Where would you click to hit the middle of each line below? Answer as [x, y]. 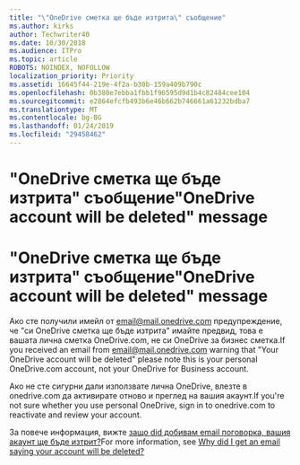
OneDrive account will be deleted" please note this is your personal [133, 359]
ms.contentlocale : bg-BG [56, 118]
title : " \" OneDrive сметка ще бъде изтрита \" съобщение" [118, 18]
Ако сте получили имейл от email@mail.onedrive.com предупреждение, [146, 321]
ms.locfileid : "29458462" [57, 135]
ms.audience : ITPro [46, 51]
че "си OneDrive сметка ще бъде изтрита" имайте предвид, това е [137, 330]
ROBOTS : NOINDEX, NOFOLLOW [60, 68]
